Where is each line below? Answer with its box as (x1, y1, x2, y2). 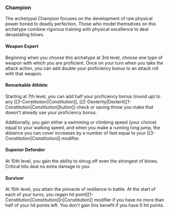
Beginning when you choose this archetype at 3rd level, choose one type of (5, 55, 163, 61)
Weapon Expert (5, 43, 39, 49)
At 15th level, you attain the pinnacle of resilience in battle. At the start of (5, 186, 156, 192)
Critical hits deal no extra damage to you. (5, 163, 91, 169)
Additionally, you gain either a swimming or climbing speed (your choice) (5, 119, 157, 125)
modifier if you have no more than (94, 197, 164, 203)
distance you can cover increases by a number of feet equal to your (5, 130, 146, 136)
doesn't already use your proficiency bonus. (5, 109, 97, 115)
